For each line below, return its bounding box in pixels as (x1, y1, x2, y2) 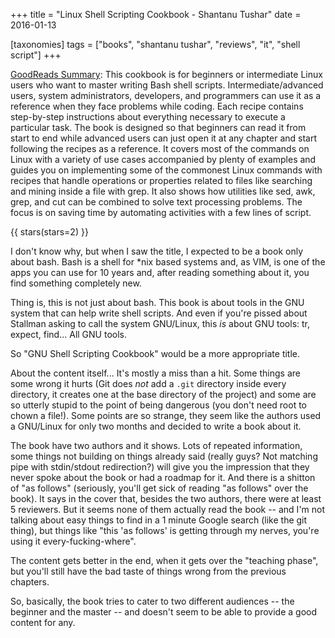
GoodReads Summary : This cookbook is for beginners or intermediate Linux (10, 69, 323, 80)
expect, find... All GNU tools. (10, 329, 127, 340)
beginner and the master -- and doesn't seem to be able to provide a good (10, 606, 317, 618)
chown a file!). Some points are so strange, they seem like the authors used (10, 410, 322, 421)
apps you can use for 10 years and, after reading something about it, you (10, 267, 310, 278)
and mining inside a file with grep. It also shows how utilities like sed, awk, (10, 185, 316, 197)
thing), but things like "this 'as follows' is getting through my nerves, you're (10, 525, 320, 536)
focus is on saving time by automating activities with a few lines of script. (10, 207, 312, 218)
